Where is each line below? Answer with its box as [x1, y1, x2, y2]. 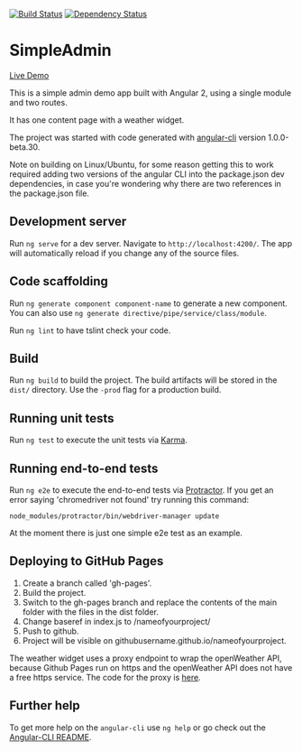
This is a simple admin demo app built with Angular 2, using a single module [9, 87, 291, 98]
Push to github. [22, 626, 79, 636]
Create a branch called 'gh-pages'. [22, 578, 152, 589]
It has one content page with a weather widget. [9, 114, 185, 125]
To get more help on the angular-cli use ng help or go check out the [9, 722, 266, 733]
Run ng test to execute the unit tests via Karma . [9, 434, 188, 446]
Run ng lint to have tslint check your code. [9, 325, 171, 336]
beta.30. [9, 141, 41, 153]
